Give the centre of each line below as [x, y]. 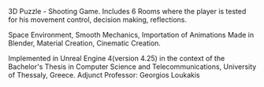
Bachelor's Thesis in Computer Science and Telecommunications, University [132, 67]
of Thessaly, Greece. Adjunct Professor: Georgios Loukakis [104, 75]
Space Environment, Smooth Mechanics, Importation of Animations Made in [131, 35]
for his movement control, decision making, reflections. [98, 20]
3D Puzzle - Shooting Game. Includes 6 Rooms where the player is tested [127, 11]
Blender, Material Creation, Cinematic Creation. [85, 43]
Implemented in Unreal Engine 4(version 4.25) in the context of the [117, 58]
